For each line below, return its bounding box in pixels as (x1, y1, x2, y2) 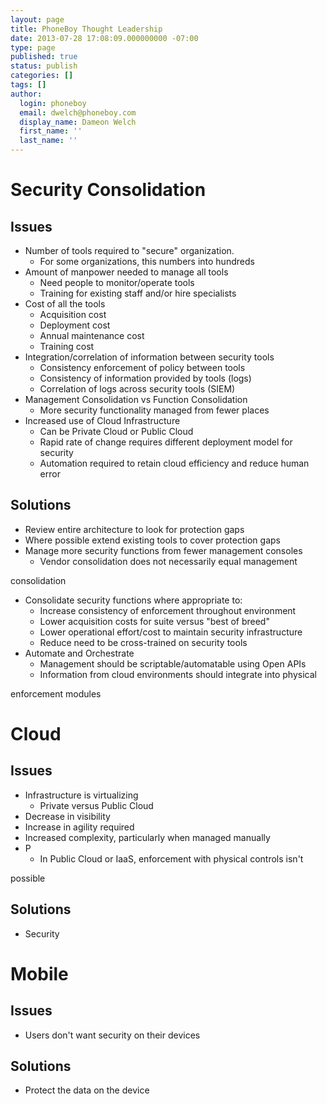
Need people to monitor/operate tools (39, 277, 195, 288)
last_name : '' (19, 136, 78, 146)
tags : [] (10, 80, 47, 90)
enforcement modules (10, 687, 102, 700)
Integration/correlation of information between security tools (24, 351, 275, 363)
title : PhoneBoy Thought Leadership (10, 24, 163, 34)
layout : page (10, 14, 65, 25)
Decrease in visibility (24, 810, 111, 822)
